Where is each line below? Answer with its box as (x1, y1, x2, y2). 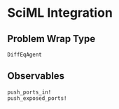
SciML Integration (7, 5, 113, 21)
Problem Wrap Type (7, 33, 96, 45)
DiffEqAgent (7, 51, 42, 58)
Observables (7, 70, 65, 82)
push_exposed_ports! (7, 94, 68, 102)
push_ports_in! (7, 89, 52, 96)
